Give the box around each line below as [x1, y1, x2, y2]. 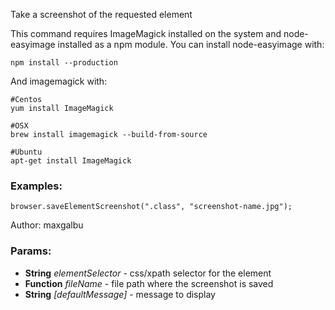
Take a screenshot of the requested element [10, 9, 193, 20]
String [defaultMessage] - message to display [24, 288, 216, 300]
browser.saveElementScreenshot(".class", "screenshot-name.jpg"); [10, 202, 293, 212]
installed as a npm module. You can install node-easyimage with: [57, 39, 325, 50]
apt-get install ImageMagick [10, 156, 132, 166]
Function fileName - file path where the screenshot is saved [24, 277, 274, 289]
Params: [10, 244, 52, 258]
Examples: [10, 179, 63, 193]
